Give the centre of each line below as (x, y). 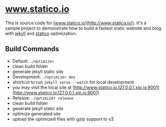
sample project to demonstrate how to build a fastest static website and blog (83, 28)
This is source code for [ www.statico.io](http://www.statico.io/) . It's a (76, 23)
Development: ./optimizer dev (44, 77)
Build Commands (32, 49)
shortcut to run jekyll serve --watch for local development (73, 82)
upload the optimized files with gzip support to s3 (63, 119)
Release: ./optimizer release (43, 98)
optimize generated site (36, 114)
